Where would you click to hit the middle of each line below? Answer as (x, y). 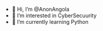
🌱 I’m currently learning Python (50, 22)
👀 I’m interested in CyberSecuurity (54, 15)
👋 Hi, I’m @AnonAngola (41, 9)
